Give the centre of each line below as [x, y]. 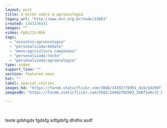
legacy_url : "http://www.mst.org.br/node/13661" [56, 19]
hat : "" [13, 79]
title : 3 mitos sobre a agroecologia [44, 14]
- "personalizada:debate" [37, 46]
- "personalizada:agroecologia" [43, 60]
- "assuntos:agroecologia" [38, 42]
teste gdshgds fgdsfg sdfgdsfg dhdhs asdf [49, 120]
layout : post [19, 10]
